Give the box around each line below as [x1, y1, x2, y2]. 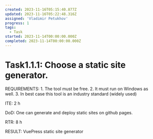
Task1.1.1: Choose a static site [5, 59, 126, 70]
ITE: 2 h [5, 100, 20, 106]
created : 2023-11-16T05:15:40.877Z [5, 7, 77, 12]
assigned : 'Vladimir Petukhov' [5, 16, 68, 21]
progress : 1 [5, 20, 29, 26]
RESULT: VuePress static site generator [5, 128, 84, 134]
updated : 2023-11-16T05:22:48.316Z [5, 12, 77, 16]
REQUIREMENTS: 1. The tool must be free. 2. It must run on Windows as [5, 86, 149, 92]
